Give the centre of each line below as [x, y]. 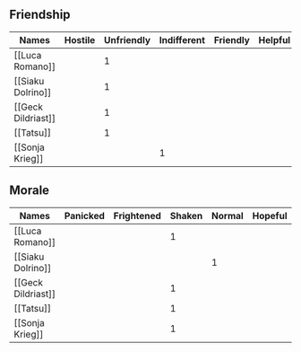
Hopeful [270, 216]
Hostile [80, 40]
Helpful [275, 40]
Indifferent [182, 40]
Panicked [85, 216]
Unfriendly [127, 40]
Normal [228, 216]
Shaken [186, 216]
